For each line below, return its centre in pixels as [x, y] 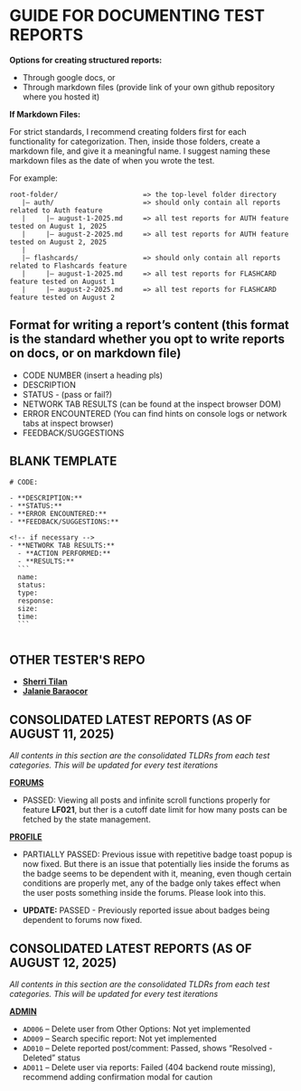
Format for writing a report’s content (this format [149, 325]
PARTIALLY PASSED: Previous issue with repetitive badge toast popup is [157, 854]
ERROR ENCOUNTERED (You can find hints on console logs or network [155, 413]
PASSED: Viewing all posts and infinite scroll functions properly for [146, 800]
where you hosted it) [61, 97]
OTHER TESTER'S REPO [77, 659]
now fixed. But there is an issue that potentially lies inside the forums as [156, 864]
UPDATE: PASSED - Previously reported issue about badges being [146, 910]
